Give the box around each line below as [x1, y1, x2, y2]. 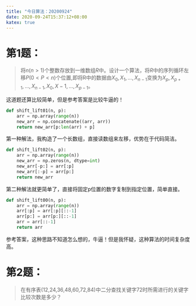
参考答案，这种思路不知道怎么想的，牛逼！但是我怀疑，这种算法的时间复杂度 [6, 235, 190, 243]
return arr [16, 225, 43, 231]
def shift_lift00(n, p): [6, 197, 66, 203]
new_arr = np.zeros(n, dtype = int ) [16, 158, 100, 164]
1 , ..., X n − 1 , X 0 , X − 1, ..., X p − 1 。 [20, 82, 94, 91]
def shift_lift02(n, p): [6, 147, 66, 153]
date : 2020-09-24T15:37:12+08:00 [6, 14, 87, 20]
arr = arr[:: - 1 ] [16, 219, 57, 225]
